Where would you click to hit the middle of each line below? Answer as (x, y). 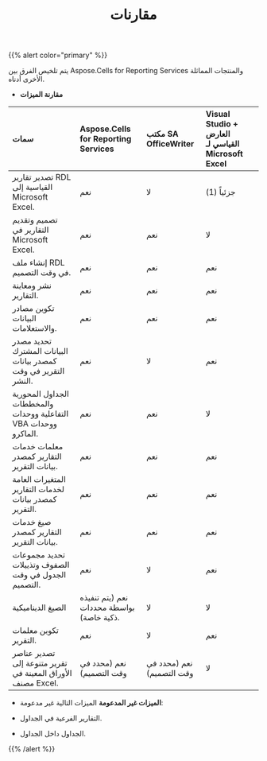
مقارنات (133, 15)
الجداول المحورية (41, 394)
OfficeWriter (170, 144)
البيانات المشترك (41, 351)
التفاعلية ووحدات (41, 414)
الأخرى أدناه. (27, 79)
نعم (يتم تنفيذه (104, 598)
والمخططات (33, 404)
